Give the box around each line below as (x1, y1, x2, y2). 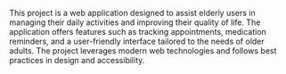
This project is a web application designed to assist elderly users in (9, 8, 256, 18)
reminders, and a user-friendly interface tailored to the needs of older (9, 36, 265, 46)
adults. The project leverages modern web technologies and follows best (9, 45, 277, 56)
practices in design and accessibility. (9, 55, 145, 65)
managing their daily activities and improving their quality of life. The (9, 17, 261, 28)
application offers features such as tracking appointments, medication (9, 27, 267, 37)
